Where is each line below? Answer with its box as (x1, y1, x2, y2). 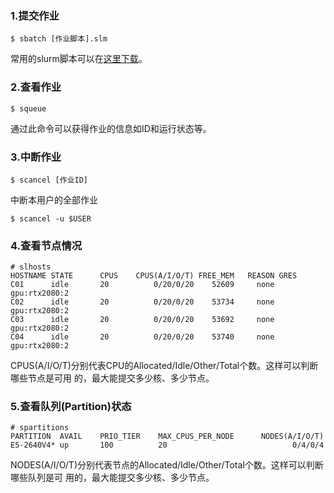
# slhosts (10, 262, 52, 272)
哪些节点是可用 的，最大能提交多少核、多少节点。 (10, 372, 215, 384)
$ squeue (10, 103, 47, 114)
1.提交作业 (10, 8, 60, 22)
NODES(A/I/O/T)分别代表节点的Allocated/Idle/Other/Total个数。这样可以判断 (10, 459, 324, 471)
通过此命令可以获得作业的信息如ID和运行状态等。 (10, 122, 212, 134)
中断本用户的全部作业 (10, 193, 98, 206)
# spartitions (10, 423, 70, 433)
